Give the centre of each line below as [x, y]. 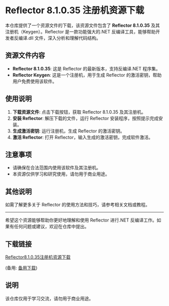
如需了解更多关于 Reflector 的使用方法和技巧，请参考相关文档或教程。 [77, 205]
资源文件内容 [25, 55]
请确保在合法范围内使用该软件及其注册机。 [57, 168]
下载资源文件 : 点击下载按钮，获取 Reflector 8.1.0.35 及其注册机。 [79, 112]
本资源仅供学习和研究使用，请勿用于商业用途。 [61, 174]
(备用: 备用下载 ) [21, 268]
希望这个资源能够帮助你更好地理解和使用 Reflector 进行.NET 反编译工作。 [81, 220]
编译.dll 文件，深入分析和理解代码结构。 [60, 38]
